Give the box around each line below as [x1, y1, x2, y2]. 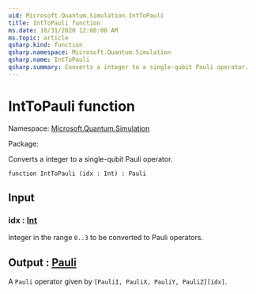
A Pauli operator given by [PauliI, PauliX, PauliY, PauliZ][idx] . [8, 277, 228, 286]
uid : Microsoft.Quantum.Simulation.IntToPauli [8, 11, 164, 20]
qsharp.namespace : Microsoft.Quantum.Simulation [8, 48, 171, 56]
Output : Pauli [8, 255, 77, 269]
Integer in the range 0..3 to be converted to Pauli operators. [8, 233, 204, 242]
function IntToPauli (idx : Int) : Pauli [8, 170, 147, 178]
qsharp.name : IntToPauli [8, 56, 90, 64]
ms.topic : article [8, 33, 69, 42]
